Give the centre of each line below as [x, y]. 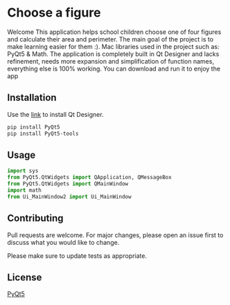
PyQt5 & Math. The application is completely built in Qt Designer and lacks [113, 54]
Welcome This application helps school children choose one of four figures [114, 32]
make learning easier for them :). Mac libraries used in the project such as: [113, 46]
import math [24, 190]
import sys [23, 171]
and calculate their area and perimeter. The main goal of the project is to [110, 39]
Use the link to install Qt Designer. [55, 114]
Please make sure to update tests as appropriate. [77, 256]
